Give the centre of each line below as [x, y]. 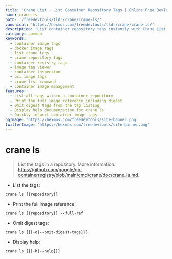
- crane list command [33, 82]
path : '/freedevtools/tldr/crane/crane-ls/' [53, 19]
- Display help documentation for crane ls [57, 110]
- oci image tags [28, 77]
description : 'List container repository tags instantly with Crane [80, 29]
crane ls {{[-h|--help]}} [33, 251]
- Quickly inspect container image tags [53, 115]
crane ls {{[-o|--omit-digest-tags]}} [47, 232]
